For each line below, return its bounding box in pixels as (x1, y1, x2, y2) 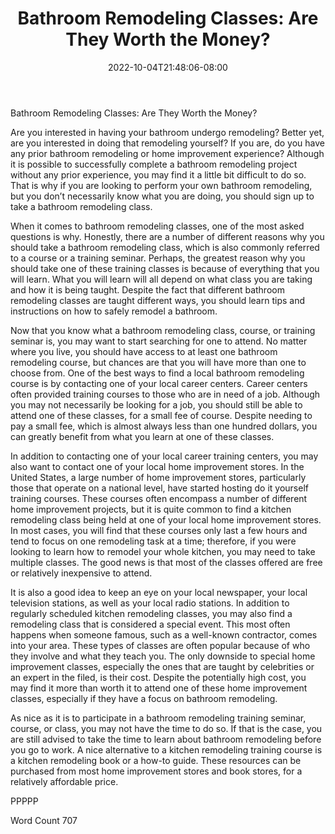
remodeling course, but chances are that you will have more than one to (10, 356, 307, 368)
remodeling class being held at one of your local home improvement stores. (10, 513, 322, 526)
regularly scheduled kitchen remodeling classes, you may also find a (10, 607, 293, 619)
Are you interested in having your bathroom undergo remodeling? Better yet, (10, 126, 325, 138)
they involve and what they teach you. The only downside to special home (10, 650, 316, 662)
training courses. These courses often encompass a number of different (10, 492, 308, 504)
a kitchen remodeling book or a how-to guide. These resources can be (10, 754, 302, 766)
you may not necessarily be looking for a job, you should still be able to (10, 398, 303, 411)
